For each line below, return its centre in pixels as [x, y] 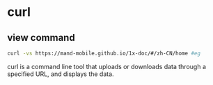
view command [41, 38]
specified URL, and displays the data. [61, 74]
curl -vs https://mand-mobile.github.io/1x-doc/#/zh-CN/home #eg [104, 53]
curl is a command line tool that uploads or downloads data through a [107, 66]
